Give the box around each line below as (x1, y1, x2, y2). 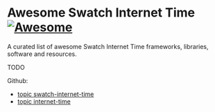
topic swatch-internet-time (17, 90, 94, 98)
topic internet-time (17, 97, 71, 105)
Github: (7, 76, 28, 84)
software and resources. (7, 50, 78, 58)
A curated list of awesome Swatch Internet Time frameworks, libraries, (7, 42, 209, 50)
